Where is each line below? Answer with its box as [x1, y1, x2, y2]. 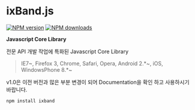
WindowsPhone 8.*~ [20, 66, 73, 73]
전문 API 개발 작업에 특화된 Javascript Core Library [6, 48, 129, 55]
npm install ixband [6, 97, 55, 104]
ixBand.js [6, 4, 54, 18]
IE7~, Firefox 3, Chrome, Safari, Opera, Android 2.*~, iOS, [20, 60, 163, 67]
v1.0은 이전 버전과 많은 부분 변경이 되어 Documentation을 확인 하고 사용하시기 [6, 78, 190, 85]
